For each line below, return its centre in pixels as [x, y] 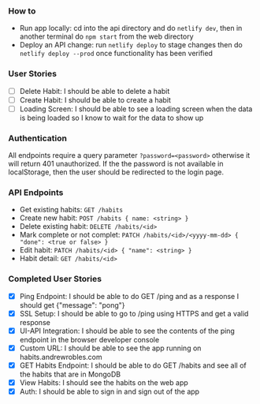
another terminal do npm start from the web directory [107, 36]
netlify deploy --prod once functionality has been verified [116, 54]
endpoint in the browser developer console [89, 339]
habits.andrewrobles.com [61, 357]
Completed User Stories [55, 279]
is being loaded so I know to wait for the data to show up [111, 118]
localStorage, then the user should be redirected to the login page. [116, 172]
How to [22, 11]
